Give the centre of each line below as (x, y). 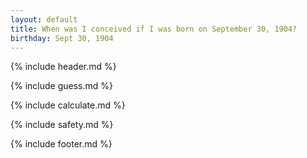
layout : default (44, 19)
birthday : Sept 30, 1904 (62, 38)
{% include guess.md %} (61, 86)
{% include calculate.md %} (68, 105)
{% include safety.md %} (62, 125)
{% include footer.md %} (61, 144)
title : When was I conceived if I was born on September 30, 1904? (154, 29)
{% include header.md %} (63, 67)
